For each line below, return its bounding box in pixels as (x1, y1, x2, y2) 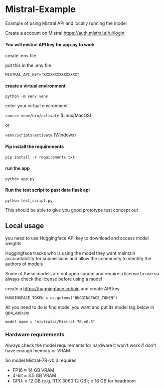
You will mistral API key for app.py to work (5, 41, 95, 47)
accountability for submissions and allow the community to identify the (5, 255, 151, 261)
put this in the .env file (5, 62, 51, 68)
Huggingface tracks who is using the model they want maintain (5, 250, 135, 256)
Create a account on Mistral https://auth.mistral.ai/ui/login (5, 30, 124, 36)
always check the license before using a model (5, 276, 102, 282)
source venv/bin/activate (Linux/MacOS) (5, 112, 92, 119)
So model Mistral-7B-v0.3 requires (5, 357, 77, 363)
